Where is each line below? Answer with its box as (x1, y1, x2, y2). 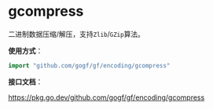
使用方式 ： (8, 46, 43, 55)
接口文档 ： (8, 77, 43, 86)
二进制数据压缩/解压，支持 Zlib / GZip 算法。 (8, 29, 145, 38)
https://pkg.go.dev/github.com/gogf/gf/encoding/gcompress (8, 93, 205, 102)
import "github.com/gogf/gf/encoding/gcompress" (8, 61, 171, 69)
